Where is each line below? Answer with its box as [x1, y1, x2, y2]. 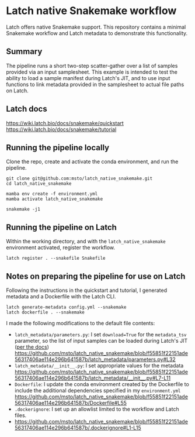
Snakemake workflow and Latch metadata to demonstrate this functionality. [6, 29, 188, 36]
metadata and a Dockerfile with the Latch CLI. [6, 293, 116, 300]
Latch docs [6, 104, 48, 114]
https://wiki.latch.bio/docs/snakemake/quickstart [6, 119, 124, 126]
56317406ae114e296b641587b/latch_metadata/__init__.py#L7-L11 [14, 374, 171, 381]
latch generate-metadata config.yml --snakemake [6, 304, 127, 310]
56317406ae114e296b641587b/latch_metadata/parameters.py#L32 [14, 356, 176, 363]
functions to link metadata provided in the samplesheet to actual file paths [6, 81, 184, 88]
